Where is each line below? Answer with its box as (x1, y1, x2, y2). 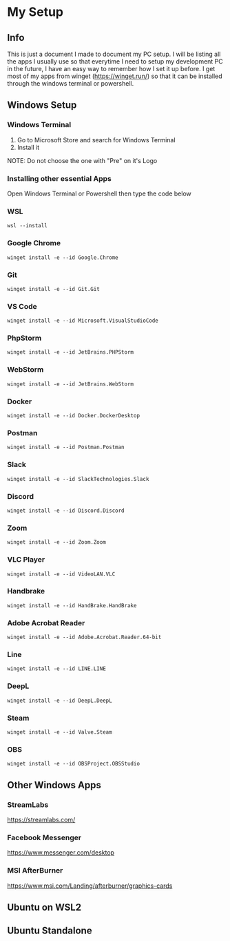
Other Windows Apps (7, 779, 101, 791)
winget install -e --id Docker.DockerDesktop (7, 412, 140, 419)
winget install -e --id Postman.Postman (7, 444, 125, 451)
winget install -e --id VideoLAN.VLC (7, 571, 116, 578)
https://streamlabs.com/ (7, 816, 76, 824)
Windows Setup (7, 99, 77, 111)
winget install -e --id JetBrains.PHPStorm (7, 349, 134, 356)
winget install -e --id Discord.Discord (7, 507, 125, 514)
